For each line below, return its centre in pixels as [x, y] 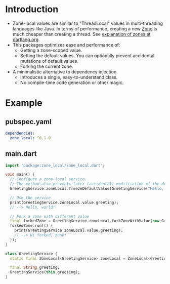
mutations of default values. [49, 61]
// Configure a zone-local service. [48, 179]
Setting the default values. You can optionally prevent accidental [87, 55]
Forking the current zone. [47, 66]
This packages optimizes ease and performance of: [66, 45]
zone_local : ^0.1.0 [30, 138]
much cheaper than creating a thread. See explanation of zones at [81, 34]
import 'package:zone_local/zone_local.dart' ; [55, 166]
